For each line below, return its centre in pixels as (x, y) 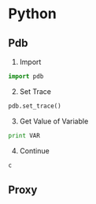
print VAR (24, 135)
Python (32, 14)
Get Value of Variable (54, 121)
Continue (34, 150)
